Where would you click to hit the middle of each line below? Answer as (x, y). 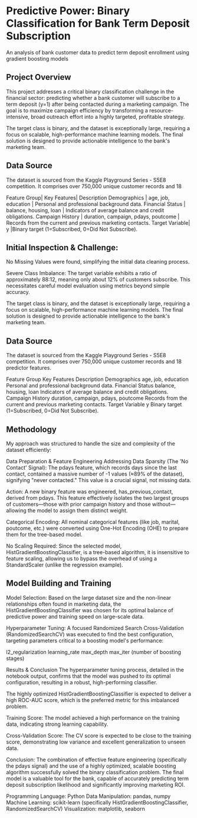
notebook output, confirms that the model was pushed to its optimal (88, 676)
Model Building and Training (59, 583)
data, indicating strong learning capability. (57, 724)
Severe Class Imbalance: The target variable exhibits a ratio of (82, 273)
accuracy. (18, 292)
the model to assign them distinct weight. (78, 510)
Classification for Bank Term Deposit (98, 23)
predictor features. (29, 368)
